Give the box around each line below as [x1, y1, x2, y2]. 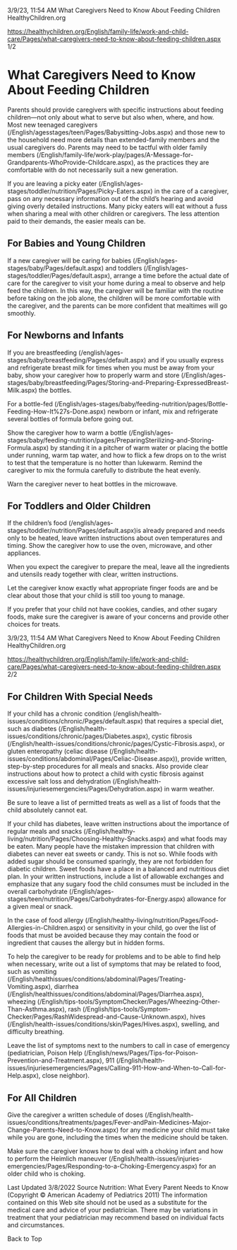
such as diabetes [7, 725, 57, 733]
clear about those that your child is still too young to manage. [7, 591, 186, 600]
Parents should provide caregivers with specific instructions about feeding [7, 105, 224, 114]
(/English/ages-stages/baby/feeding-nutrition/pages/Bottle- [54, 399, 229, 408]
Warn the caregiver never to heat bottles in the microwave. [7, 479, 178, 488]
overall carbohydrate [7, 888, 68, 896]
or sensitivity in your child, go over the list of [87, 924, 217, 932]
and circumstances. [7, 1221, 65, 1229]
